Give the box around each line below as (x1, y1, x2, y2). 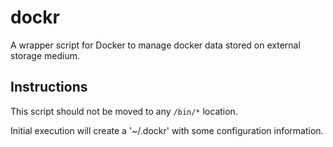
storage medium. (10, 49, 81, 61)
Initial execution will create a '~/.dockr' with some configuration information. (10, 124, 324, 136)
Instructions (10, 79, 88, 96)
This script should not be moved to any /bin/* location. (10, 105, 238, 117)
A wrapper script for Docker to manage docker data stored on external (10, 39, 301, 51)
